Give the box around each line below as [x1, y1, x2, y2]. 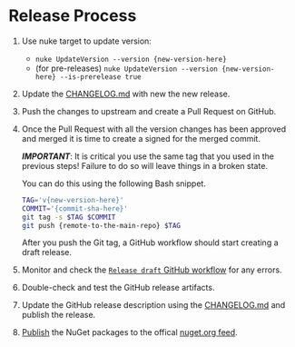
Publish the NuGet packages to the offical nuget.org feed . [21, 327, 238, 338]
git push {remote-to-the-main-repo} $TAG [21, 221, 182, 230]
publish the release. [21, 310, 96, 321]
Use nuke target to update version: [21, 35, 152, 46]
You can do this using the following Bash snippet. [21, 178, 206, 189]
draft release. [21, 247, 73, 258]
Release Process [8, 5, 137, 26]
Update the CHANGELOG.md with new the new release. [21, 88, 231, 99]
